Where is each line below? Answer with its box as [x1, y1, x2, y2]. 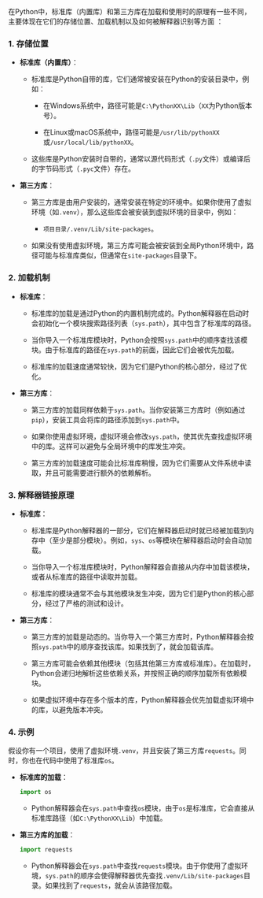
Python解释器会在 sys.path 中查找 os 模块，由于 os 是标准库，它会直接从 [31, 803, 255, 813]
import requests [19, 846, 73, 854]
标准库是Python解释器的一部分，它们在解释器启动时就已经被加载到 [31, 525, 247, 535]
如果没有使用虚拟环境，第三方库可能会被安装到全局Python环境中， [31, 241, 247, 250]
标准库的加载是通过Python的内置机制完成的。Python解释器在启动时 [31, 308, 250, 317]
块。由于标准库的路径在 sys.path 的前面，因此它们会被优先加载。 [31, 345, 239, 354]
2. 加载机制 [8, 273, 51, 284]
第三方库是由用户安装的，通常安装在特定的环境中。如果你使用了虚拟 [31, 198, 252, 207]
